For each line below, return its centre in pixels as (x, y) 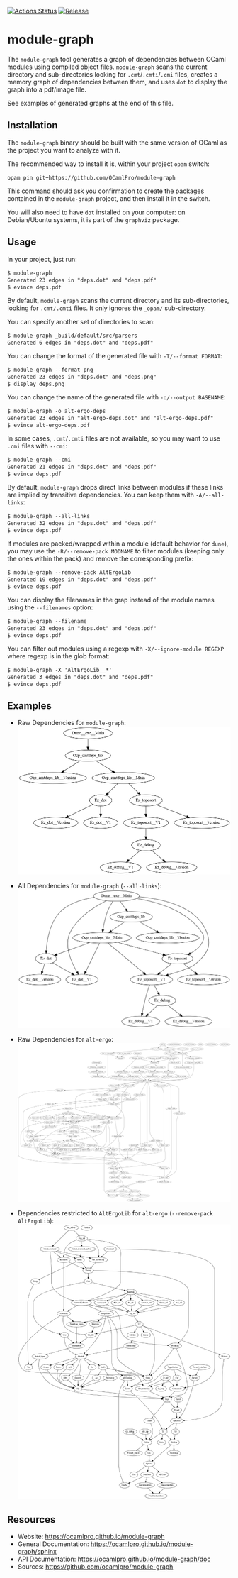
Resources (32, 1519)
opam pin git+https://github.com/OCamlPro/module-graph (91, 177)
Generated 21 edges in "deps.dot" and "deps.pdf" (82, 467)
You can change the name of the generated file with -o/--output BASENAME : (117, 397)
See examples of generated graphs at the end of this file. (90, 103)
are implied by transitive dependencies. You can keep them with (101, 495)
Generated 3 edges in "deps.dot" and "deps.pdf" (80, 677)
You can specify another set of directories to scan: (81, 321)
